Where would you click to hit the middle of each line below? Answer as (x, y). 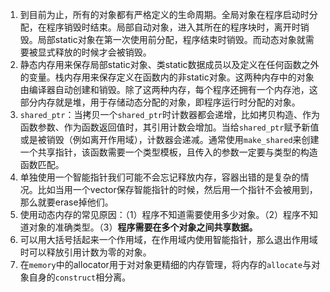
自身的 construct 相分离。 (80, 277)
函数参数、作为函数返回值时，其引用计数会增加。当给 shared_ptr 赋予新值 (169, 127)
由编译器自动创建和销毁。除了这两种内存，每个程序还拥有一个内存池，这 (168, 89)
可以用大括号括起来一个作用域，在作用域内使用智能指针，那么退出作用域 (168, 239)
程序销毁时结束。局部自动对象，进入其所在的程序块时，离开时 (173, 27)
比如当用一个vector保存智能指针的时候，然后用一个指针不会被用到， (177, 189)
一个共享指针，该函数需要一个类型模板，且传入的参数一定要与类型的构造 (168, 152)
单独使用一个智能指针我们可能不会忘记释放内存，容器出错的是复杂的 (160, 177)
